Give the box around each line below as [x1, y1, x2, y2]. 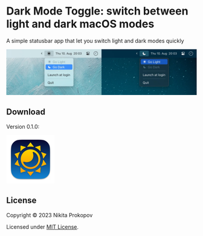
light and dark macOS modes [6, 17, 155, 31]
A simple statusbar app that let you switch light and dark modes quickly [6, 37, 184, 44]
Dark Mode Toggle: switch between [6, 4, 188, 18]
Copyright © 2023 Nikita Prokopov [6, 211, 93, 218]
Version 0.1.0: [6, 123, 40, 130]
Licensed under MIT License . [6, 223, 79, 231]
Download [6, 107, 45, 117]
